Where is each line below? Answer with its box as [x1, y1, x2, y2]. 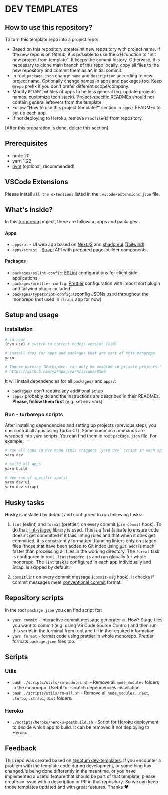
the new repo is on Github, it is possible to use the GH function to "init [12, 51, 156, 57]
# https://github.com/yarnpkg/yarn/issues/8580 [5, 369, 106, 374]
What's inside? [5, 206, 53, 214]
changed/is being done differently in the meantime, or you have [5, 768, 136, 774]
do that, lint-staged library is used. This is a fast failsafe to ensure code [12, 527, 159, 533]
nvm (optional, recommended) [12, 163, 75, 169]
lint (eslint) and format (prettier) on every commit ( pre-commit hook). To [12, 521, 162, 527]
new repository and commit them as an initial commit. [12, 67, 123, 73]
